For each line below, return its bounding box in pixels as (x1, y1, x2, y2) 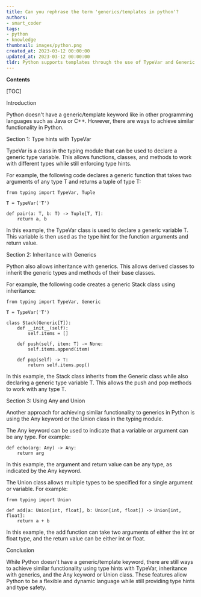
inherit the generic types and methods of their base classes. (6, 269, 156, 276)
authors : (6, 14, 28, 20)
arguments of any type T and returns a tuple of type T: (6, 178, 141, 185)
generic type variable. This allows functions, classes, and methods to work (6, 153, 192, 160)
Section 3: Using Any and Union (6, 397, 85, 404)
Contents (6, 76, 30, 83)
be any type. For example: (6, 433, 71, 440)
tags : (6, 25, 20, 32)
